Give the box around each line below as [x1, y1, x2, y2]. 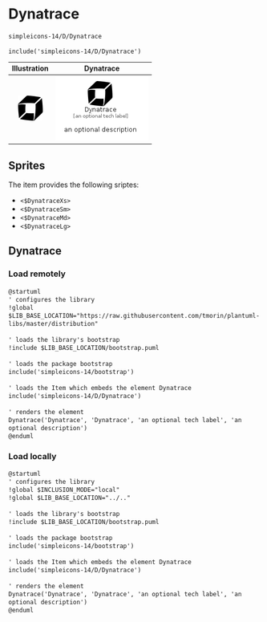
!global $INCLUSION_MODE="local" [8, 486, 120, 494]
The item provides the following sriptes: [8, 180, 140, 189]
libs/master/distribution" [8, 319, 99, 327]
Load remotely [8, 268, 67, 279]
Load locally [8, 450, 57, 461]
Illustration [11, 63, 50, 73]
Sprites [8, 158, 46, 173]
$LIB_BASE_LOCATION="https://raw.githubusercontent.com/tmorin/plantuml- [8, 311, 261, 319]
